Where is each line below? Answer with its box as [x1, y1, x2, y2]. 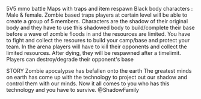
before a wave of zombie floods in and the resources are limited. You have [6, 30, 191, 38]
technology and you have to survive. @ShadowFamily [6, 86, 140, 93]
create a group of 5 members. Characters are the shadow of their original [6, 18, 188, 24]
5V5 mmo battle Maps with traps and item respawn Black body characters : [6, 5, 193, 12]
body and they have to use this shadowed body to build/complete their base [6, 24, 195, 31]
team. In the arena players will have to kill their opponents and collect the [6, 43, 188, 50]
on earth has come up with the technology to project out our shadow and [6, 74, 188, 81]
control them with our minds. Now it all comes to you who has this [6, 80, 170, 87]
